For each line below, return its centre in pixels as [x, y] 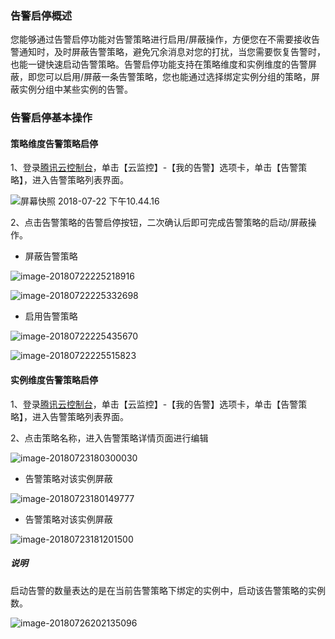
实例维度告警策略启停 [54, 380]
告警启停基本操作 [51, 118]
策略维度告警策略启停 [54, 143]
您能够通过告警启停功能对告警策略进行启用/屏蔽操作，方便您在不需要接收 [161, 39]
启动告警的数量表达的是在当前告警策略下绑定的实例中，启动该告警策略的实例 [168, 590]
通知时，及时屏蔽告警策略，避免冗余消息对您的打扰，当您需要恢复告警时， [172, 52]
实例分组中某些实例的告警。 [75, 89]
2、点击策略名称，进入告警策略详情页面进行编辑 [109, 438]
